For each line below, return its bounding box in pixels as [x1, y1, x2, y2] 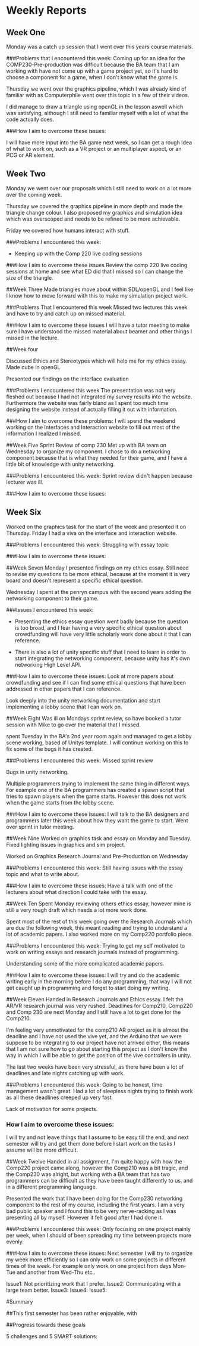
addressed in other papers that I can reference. [6, 685, 122, 692]
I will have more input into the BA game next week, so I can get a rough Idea [6, 139, 192, 146]
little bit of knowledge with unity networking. [6, 460, 115, 468]
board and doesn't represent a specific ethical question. [6, 577, 144, 584]
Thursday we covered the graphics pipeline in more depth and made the [6, 202, 183, 209]
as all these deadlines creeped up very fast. [6, 1094, 113, 1101]
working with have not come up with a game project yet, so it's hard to [6, 67, 179, 75]
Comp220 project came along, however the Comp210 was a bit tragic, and [6, 1164, 188, 1171]
